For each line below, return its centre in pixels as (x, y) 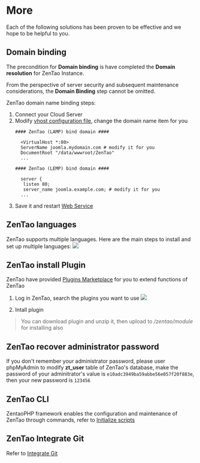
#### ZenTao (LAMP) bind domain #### (62, 132)
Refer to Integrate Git (32, 453)
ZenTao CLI (28, 399)
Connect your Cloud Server (49, 114)
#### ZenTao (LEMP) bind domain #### (62, 169)
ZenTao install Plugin (46, 265)
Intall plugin (29, 310)
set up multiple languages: (39, 246)
